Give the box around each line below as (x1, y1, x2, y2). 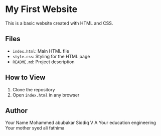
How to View (5, 73, 46, 82)
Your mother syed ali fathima (5, 125, 65, 131)
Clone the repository (12, 86, 55, 92)
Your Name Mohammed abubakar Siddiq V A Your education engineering (5, 119, 156, 126)
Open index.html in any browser (12, 92, 80, 98)
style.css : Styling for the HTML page (12, 53, 90, 59)
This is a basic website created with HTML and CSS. (5, 20, 113, 26)
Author (5, 106, 28, 115)
